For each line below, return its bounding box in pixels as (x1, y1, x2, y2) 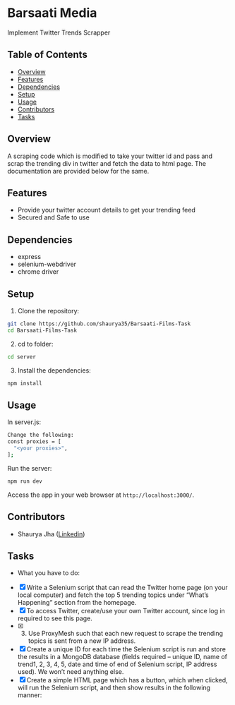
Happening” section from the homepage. (17, 598, 137, 607)
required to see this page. (17, 614, 93, 622)
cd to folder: (17, 339, 54, 348)
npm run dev (7, 478, 42, 485)
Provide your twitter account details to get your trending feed (17, 206, 195, 215)
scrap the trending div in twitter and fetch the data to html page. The (7, 159, 207, 167)
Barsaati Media (7, 5, 97, 21)
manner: (17, 691, 42, 699)
